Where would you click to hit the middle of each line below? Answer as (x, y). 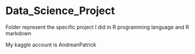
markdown (19, 33)
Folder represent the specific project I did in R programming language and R (97, 27)
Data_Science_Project (60, 11)
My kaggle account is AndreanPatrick (51, 45)
